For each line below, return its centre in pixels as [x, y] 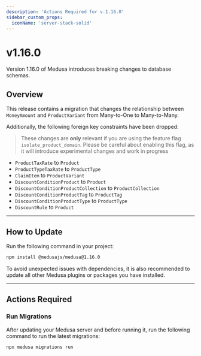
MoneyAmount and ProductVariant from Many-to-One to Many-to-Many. [93, 115]
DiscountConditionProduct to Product [60, 182]
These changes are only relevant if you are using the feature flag [101, 138]
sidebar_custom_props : [34, 17]
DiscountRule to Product [44, 207]
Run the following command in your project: [60, 246]
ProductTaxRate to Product [47, 163]
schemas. [18, 76]
